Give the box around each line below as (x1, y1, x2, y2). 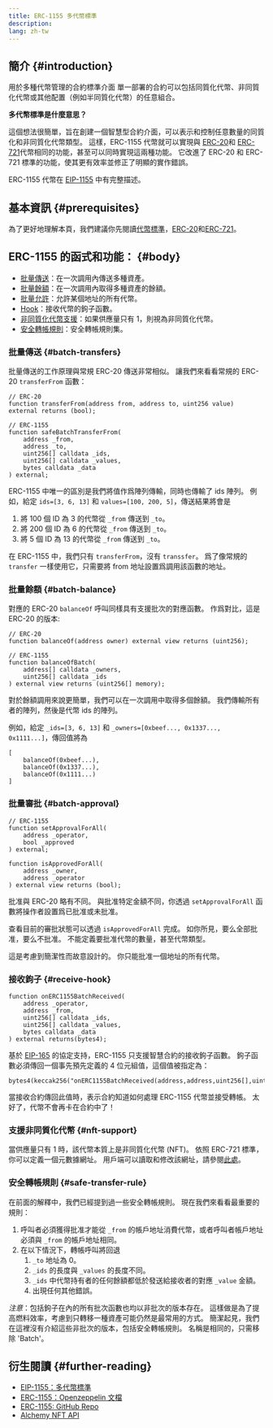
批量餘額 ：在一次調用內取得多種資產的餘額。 (19, 283, 171, 293)
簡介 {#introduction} (8, 59, 114, 73)
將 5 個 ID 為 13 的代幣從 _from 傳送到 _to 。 (19, 534, 165, 544)
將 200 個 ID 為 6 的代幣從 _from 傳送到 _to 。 (19, 524, 171, 533)
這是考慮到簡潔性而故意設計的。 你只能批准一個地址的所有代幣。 (8, 951, 224, 960)
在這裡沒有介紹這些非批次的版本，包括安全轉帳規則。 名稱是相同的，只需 (8, 1323, 253, 1333)
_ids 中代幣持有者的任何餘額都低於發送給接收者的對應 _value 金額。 (32, 1275, 260, 1285)
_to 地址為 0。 (32, 1255, 81, 1265)
